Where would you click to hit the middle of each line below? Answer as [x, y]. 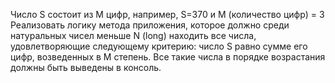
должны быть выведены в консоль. [86, 67]
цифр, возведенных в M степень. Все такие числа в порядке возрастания [168, 57]
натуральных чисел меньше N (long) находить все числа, [133, 35]
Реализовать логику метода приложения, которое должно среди [150, 25]
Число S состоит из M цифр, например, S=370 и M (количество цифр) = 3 [167, 14]
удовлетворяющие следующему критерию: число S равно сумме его [159, 46]
